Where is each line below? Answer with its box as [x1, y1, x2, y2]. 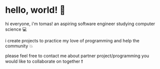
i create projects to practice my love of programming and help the [5, 37, 140, 43]
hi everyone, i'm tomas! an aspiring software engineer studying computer [5, 21, 156, 27]
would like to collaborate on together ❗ [5, 58, 83, 64]
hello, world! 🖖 [5, 4, 66, 16]
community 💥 [5, 43, 33, 49]
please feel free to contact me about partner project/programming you [5, 53, 150, 59]
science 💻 [5, 26, 27, 32]
